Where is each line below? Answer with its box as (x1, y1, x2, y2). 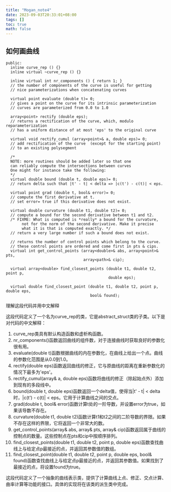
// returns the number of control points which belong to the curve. (10, 239, 161, 244)
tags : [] (6, 17, 24, 22)
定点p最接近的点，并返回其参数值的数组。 (31, 446, 119, 452)
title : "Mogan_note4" (6, 7, 52, 13)
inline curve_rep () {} (10, 65, 61, 70)
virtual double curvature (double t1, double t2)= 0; (10, 208, 127, 213)
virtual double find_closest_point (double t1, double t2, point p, (10, 284, 159, 289)
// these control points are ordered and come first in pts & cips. (10, 244, 159, 249)
